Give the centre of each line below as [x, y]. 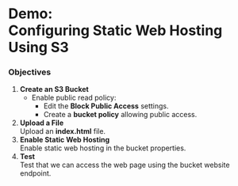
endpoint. [35, 173]
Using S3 [38, 47]
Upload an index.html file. [62, 131]
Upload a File [42, 123]
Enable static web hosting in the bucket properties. [103, 148]
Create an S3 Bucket [54, 89]
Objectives [30, 72]
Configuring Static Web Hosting [115, 30]
